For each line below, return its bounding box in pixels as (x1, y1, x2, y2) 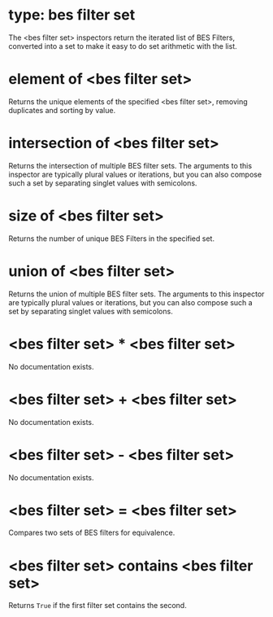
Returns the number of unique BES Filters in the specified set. (8, 234, 215, 243)
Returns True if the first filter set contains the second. (8, 601, 187, 610)
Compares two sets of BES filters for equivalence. (8, 527, 175, 538)
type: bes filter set (8, 6, 136, 24)
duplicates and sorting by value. (8, 105, 116, 115)
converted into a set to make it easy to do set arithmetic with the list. (8, 41, 237, 50)
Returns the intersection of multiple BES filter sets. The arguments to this (8, 160, 253, 170)
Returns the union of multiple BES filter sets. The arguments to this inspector (8, 289, 265, 299)
